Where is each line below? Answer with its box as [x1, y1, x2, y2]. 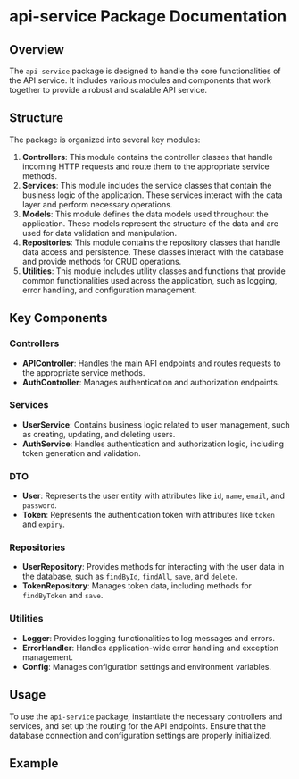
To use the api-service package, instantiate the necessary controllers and [9, 711, 283, 722]
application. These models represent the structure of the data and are [21, 217, 279, 229]
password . [21, 500, 58, 511]
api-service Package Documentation [9, 6, 287, 27]
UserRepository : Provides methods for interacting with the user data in [21, 562, 285, 572]
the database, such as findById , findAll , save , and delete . [21, 571, 238, 582]
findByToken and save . [21, 590, 104, 601]
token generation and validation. [21, 447, 141, 458]
